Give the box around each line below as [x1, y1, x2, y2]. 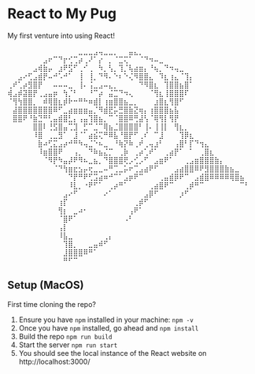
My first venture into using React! [7, 31, 116, 40]
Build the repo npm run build [18, 331, 113, 341]
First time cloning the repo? [7, 299, 96, 309]
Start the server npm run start [18, 340, 118, 350]
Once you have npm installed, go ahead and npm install [18, 323, 199, 332]
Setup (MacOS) [7, 279, 84, 292]
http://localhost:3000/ [18, 357, 91, 366]
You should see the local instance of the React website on [18, 348, 207, 357]
